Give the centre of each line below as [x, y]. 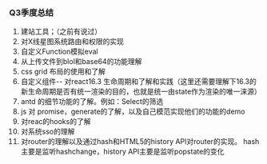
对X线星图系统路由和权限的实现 [72, 42]
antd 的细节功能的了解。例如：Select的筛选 [92, 102]
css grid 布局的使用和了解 [63, 72]
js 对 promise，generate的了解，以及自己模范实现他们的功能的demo [133, 112]
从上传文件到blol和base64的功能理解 [81, 62]
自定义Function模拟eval [59, 52]
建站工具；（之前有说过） [61, 32]
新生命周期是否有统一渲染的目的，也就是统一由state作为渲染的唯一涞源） [141, 92]
